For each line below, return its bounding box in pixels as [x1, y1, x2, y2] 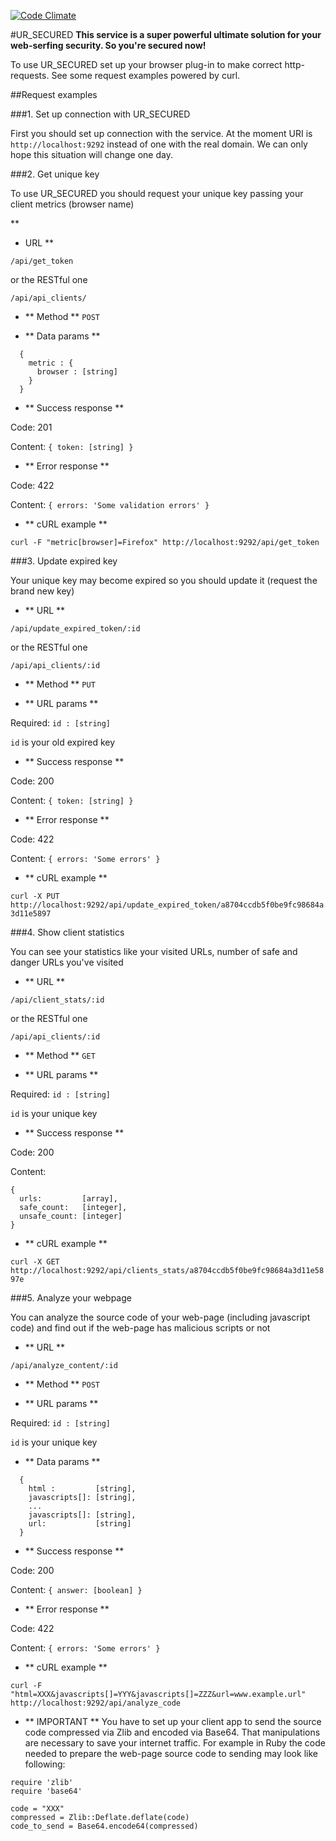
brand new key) [10, 585, 75, 597]
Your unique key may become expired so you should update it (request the [10, 575, 318, 586]
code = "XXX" [10, 1804, 65, 1814]
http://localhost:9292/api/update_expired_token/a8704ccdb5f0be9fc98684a [10, 900, 325, 910]
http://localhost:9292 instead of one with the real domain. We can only [10, 138, 308, 150]
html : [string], [28, 1484, 137, 1494]
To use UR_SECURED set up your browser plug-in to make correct [10, 59, 283, 70]
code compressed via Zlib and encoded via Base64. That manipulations [24, 1726, 321, 1738]
